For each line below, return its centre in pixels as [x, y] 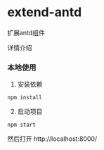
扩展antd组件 [26, 32]
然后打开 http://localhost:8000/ [52, 139]
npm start [22, 125]
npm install [25, 98]
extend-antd [45, 12]
